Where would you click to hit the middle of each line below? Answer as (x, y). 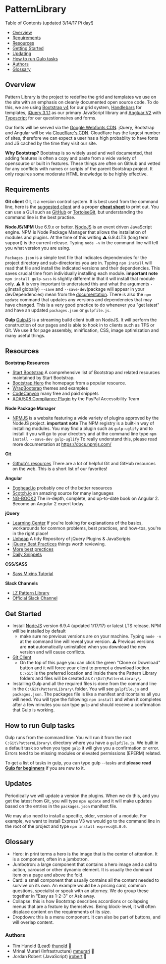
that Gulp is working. (33, 710)
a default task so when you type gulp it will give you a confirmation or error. (82, 748)
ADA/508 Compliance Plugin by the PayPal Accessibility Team (76, 399)
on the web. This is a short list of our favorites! (60, 469)
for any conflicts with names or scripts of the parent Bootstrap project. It (79, 168)
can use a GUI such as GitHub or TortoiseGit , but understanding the (74, 212)
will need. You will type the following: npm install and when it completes (87, 699)
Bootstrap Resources (27, 363)
